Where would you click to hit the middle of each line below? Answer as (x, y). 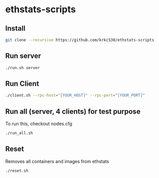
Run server (23, 56)
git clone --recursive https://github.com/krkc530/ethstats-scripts (80, 40)
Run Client (22, 84)
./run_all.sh (19, 133)
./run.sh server (22, 68)
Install (15, 28)
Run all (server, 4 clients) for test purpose (73, 111)
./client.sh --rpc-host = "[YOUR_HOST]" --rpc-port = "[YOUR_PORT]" (75, 96)
